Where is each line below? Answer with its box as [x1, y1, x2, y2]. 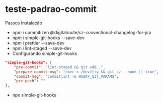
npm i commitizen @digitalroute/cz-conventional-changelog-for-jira [12, 29, 152, 35]
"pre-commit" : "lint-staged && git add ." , [14, 64, 106, 70]
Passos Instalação [5, 20, 42, 26]
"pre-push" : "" [14, 78, 46, 84]
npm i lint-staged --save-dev [12, 45, 72, 51]
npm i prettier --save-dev [12, 40, 65, 46]
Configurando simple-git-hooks [12, 51, 77, 56]
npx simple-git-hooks [12, 92, 57, 98]
